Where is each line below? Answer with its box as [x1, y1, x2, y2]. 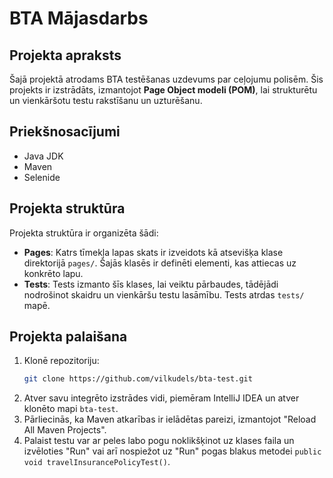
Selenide [23, 171, 61, 183]
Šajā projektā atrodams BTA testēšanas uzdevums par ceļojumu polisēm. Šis [9, 73, 324, 85]
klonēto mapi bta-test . [23, 403, 119, 415]
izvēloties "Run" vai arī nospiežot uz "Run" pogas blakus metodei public [23, 445, 322, 457]
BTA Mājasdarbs [9, 7, 149, 30]
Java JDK [23, 150, 64, 162]
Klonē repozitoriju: [23, 355, 100, 367]
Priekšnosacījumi [9, 123, 121, 141]
